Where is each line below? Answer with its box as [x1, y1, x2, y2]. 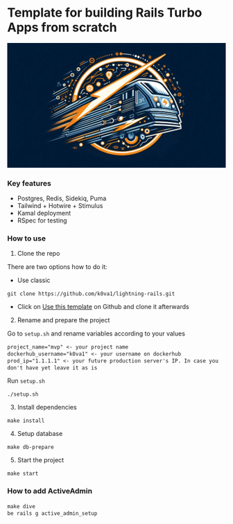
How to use [7, 234, 46, 243]
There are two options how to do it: [7, 263, 107, 271]
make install [7, 417, 45, 424]
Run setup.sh [7, 376, 45, 385]
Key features [7, 178, 52, 188]
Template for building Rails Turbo [7, 5, 202, 21]
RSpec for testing [17, 216, 67, 225]
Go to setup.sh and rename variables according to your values [7, 329, 186, 338]
